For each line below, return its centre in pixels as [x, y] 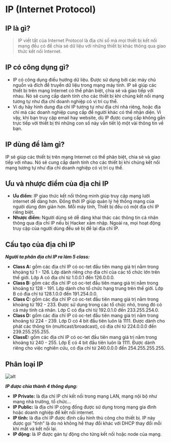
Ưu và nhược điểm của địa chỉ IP [57, 184]
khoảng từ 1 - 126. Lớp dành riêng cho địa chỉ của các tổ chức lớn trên [86, 272]
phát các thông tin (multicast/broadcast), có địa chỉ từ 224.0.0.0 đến [84, 326]
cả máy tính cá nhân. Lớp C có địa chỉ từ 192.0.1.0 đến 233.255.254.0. [86, 310]
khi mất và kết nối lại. [35, 429]
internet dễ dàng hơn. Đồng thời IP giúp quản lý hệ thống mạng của [83, 201]
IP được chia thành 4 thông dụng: [42, 386]
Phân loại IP [24, 364]
